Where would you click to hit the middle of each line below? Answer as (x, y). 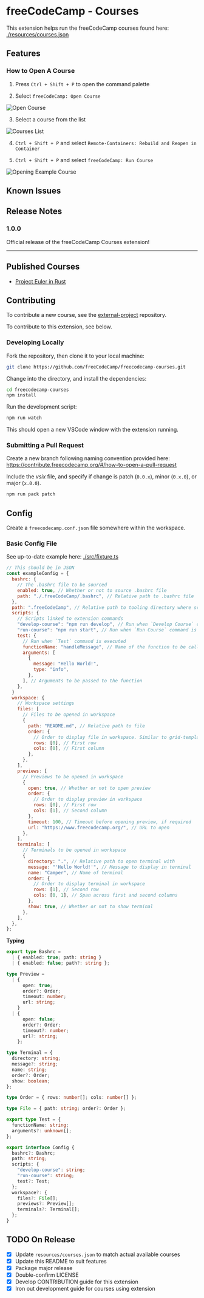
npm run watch (24, 418)
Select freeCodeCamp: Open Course (58, 96)
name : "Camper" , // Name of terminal (76, 872)
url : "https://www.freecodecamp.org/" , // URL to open (99, 827)
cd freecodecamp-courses (38, 390)
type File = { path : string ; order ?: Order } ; (66, 1109)
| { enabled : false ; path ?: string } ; (61, 963)
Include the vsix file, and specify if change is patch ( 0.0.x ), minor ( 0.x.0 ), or (102, 477)
